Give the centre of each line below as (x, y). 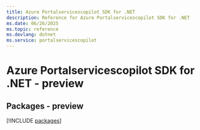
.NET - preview (45, 84)
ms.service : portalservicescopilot (52, 40)
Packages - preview (45, 106)
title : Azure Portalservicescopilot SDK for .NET (71, 12)
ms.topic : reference (33, 29)
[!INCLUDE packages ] (34, 121)
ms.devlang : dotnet (31, 35)
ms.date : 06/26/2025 (33, 23)
